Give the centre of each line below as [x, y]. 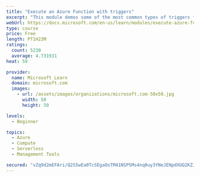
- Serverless [28, 149]
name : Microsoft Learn [40, 78]
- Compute [24, 143]
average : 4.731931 [35, 56]
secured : [17, 165]
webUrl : [16, 23]
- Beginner [25, 121]
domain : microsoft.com [40, 83]
